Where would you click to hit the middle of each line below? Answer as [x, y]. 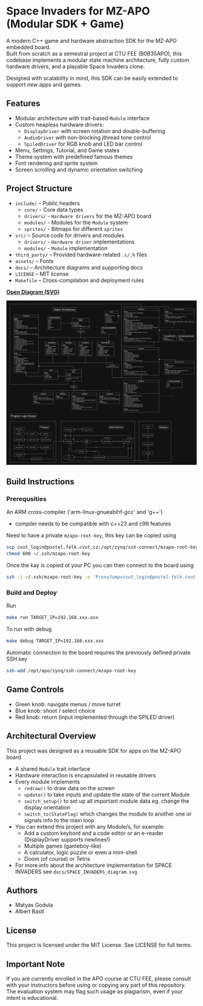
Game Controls [35, 690]
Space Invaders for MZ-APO [78, 11]
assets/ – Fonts [34, 261]
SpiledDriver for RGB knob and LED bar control [83, 144]
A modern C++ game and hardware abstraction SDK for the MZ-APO [92, 41]
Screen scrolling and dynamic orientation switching [79, 169]
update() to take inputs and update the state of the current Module [107, 794]
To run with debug [29, 629]
